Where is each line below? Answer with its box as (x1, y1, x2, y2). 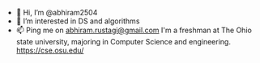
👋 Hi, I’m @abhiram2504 (15, 8, 98, 17)
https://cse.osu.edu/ (15, 45, 84, 55)
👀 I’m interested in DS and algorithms (15, 16, 140, 26)
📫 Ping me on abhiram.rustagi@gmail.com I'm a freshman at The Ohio (15, 25, 253, 35)
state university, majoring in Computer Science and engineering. (15, 37, 231, 46)
